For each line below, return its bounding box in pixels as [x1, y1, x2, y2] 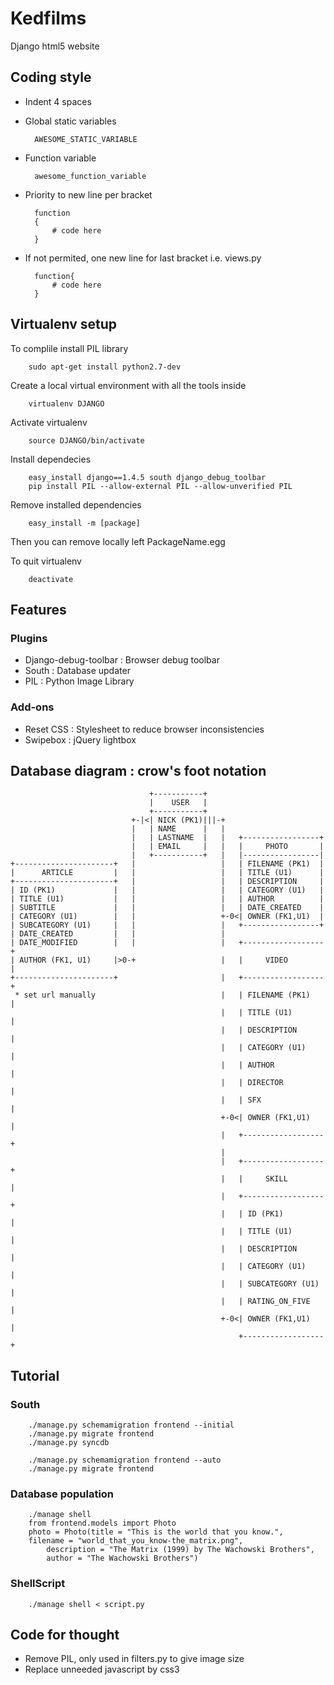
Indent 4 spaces [24, 95, 92, 107]
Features [10, 601, 67, 618]
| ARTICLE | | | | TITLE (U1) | [10, 868, 325, 878]
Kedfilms [10, 7, 87, 30]
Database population [10, 1487, 115, 1501]
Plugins [10, 631, 48, 645]
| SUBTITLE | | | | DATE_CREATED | [10, 903, 325, 913]
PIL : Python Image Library [24, 675, 135, 687]
